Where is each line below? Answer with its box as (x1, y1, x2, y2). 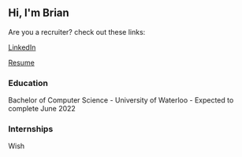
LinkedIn (8, 43, 36, 52)
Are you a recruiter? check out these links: (8, 27, 146, 36)
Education (8, 77, 49, 88)
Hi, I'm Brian (8, 6, 69, 20)
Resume (8, 58, 35, 67)
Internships (8, 124, 54, 135)
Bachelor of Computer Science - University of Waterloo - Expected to (8, 95, 234, 105)
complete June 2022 (8, 104, 76, 114)
